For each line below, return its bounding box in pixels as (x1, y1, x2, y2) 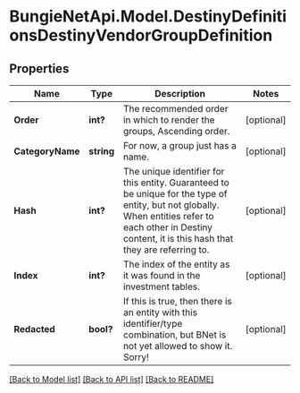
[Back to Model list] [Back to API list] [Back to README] (9, 374, 214, 384)
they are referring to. (123, 243, 210, 256)
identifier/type (123, 318, 183, 329)
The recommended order (123, 103, 229, 115)
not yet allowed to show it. (123, 340, 233, 352)
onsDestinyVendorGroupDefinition (9, 25, 273, 46)
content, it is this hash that (123, 233, 234, 244)
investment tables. (123, 280, 201, 293)
